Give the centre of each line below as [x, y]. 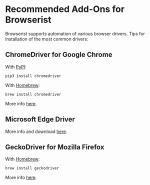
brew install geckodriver [32, 168]
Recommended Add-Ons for [65, 9]
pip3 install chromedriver [33, 76]
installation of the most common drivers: [47, 39]
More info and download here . [36, 131]
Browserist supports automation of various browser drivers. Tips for [75, 33]
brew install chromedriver [33, 94]
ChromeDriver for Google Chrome [59, 55]
